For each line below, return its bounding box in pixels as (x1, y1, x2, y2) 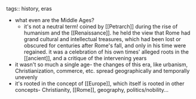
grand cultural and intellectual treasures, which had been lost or (23, 36, 181, 42)
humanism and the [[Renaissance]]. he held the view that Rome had (23, 29, 191, 36)
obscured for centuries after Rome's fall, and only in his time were (23, 42, 186, 49)
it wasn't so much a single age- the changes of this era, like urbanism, (14, 61, 188, 68)
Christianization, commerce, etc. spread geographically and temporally (14, 67, 190, 74)
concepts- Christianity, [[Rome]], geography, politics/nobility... (14, 86, 169, 93)
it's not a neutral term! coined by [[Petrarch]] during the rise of (23, 23, 178, 30)
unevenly (14, 74, 38, 81)
